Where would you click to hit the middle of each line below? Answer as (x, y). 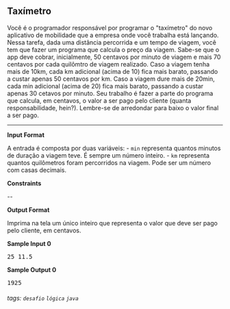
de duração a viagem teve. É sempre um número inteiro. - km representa (108, 155)
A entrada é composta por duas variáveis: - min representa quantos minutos (114, 148)
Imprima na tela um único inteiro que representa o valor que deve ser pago (112, 223)
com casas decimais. (37, 170)
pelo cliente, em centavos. (44, 230)
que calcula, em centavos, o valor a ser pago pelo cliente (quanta (99, 100)
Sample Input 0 (29, 243)
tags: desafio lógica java (43, 298)
